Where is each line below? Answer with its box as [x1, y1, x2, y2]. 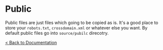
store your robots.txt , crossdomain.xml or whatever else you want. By [5, 25, 148, 30]
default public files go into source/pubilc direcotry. [5, 30, 109, 36]
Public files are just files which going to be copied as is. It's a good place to [5, 20, 159, 25]
